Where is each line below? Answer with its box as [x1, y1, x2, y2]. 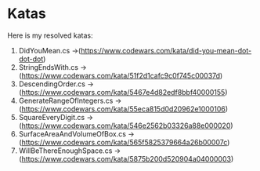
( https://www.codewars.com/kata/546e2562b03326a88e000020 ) [18, 121, 233, 130]
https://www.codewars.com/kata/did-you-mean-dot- [80, 45, 252, 55]
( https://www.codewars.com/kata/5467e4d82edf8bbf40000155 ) [18, 87, 228, 96]
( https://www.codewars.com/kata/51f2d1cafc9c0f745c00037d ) [18, 71, 223, 80]
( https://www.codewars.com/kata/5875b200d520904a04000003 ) [18, 154, 234, 163]
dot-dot [18, 54, 44, 64]
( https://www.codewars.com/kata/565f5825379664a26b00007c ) [18, 137, 230, 147]
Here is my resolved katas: [7, 31, 93, 40]
